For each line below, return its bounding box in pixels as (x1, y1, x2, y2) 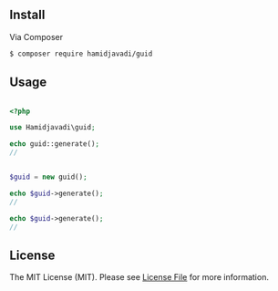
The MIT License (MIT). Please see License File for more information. (9, 272, 269, 283)
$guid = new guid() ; (9, 172, 88, 182)
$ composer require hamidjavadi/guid (9, 49, 153, 58)
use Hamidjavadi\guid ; (9, 123, 96, 132)
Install (9, 7, 46, 23)
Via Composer (9, 31, 64, 42)
